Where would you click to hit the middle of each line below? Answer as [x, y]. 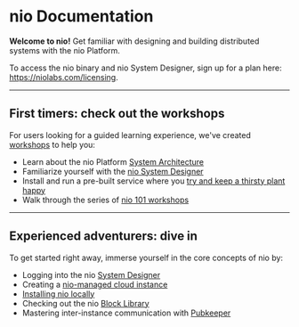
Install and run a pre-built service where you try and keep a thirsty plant [154, 181]
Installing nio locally [58, 294]
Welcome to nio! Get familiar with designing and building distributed [134, 41]
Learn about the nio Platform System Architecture [113, 161]
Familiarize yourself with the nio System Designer [113, 171]
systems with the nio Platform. [65, 50]
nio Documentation [81, 16]
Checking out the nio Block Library [85, 303]
